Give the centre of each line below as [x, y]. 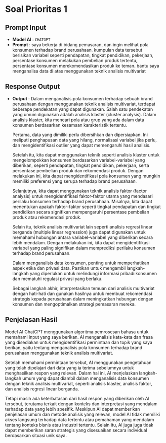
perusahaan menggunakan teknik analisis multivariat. [59, 353]
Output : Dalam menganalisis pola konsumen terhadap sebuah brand [83, 98]
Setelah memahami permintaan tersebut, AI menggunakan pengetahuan [78, 362]
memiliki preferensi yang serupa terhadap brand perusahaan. [75, 181]
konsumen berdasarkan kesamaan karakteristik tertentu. [70, 125]
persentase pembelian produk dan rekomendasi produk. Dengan [78, 170]
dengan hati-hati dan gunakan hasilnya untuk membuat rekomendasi [82, 294]
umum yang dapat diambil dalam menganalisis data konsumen [85, 378]
